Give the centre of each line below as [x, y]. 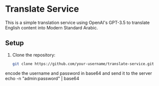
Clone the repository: [34, 55]
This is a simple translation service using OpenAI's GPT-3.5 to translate [77, 22]
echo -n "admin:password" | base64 [42, 78]
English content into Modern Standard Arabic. [52, 27]
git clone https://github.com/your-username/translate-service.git [83, 64]
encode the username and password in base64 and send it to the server [79, 73]
